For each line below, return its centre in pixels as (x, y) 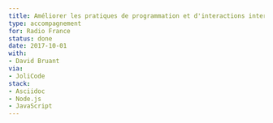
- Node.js (25, 99)
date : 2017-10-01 (38, 46)
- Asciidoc (27, 91)
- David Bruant (34, 61)
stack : (19, 83)
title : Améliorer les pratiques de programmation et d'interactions (127, 16)
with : (17, 53)
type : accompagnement (45, 23)
